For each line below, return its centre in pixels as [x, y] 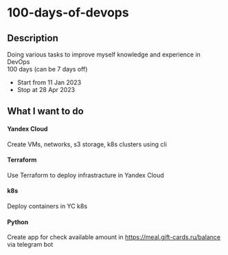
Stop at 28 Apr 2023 [46, 90]
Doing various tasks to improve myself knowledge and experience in [104, 54]
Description [33, 38]
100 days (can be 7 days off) [47, 69]
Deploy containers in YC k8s [47, 206]
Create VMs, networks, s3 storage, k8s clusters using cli [87, 144]
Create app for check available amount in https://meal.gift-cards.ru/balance [114, 237]
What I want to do [45, 111]
